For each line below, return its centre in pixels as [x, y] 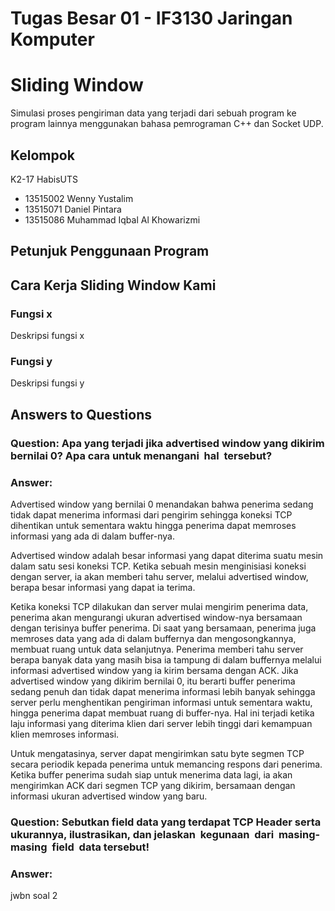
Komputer [52, 39]
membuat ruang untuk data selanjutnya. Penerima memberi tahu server [157, 649]
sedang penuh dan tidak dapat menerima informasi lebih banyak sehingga [163, 691]
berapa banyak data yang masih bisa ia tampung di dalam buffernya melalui [166, 659]
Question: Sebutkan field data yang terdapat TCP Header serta [166, 822]
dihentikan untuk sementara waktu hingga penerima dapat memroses [153, 525]
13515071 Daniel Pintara [73, 209]
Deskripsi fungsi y [47, 383]
